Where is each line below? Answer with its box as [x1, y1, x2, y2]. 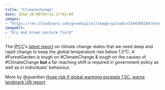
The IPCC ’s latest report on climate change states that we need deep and [5, 44, 153, 49]
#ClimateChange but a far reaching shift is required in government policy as [5, 60, 159, 65]
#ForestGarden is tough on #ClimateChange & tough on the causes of [5, 54, 146, 60]
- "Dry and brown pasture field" [5, 30, 74, 35]
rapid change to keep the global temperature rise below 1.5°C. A [5, 49, 135, 55]
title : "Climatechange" [5, 7, 54, 12]
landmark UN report [5, 79, 46, 85]
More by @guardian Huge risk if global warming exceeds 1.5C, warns [5, 74, 145, 80]
